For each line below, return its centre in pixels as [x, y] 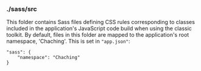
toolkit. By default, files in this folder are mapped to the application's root [98, 35]
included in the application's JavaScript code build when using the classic [99, 28]
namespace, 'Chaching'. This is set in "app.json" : [68, 42]
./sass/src [22, 9]
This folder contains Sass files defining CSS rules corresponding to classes [100, 22]
